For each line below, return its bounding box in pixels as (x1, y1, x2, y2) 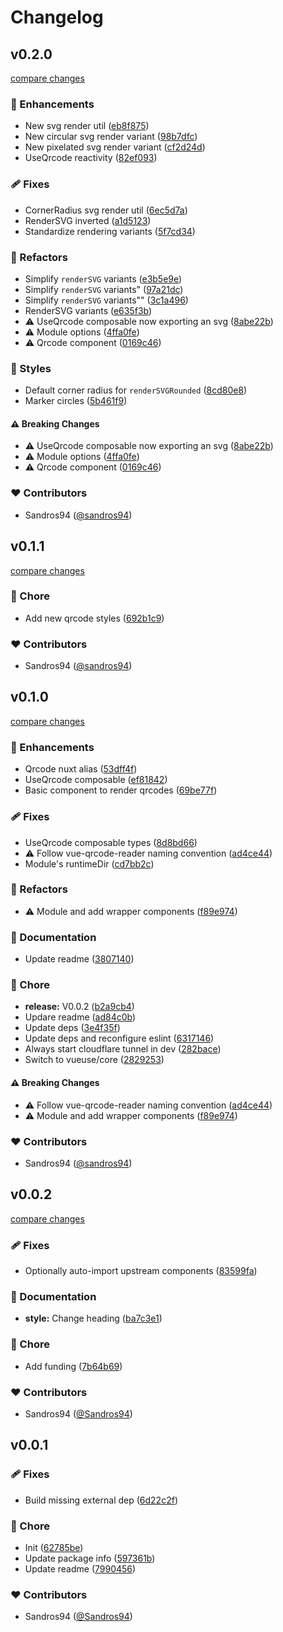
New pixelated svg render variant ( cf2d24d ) (24, 141, 206, 153)
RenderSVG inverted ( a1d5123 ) (24, 214, 152, 226)
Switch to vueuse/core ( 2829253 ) (24, 1054, 165, 1066)
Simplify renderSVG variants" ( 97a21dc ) (24, 283, 184, 295)
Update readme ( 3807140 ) (24, 953, 135, 965)
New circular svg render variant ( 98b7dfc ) (24, 131, 198, 143)
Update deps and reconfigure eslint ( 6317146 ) (24, 1032, 215, 1045)
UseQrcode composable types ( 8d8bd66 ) (24, 836, 198, 848)
